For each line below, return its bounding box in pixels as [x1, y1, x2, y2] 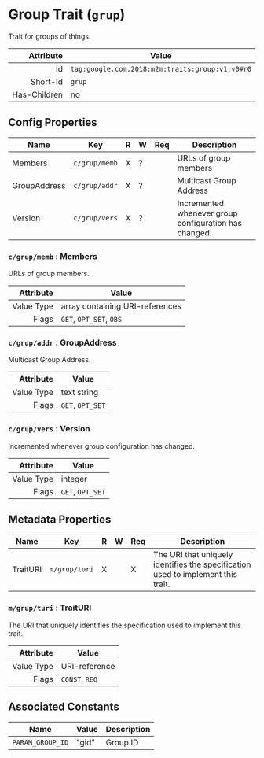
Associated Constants [8, 701, 119, 714]
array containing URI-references [60, 301, 182, 312]
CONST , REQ [60, 673, 98, 684]
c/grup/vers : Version [8, 423, 90, 434]
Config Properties [8, 116, 97, 129]
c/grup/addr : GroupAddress [8, 337, 117, 348]
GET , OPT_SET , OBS [60, 313, 123, 324]
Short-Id [30, 76, 63, 87]
